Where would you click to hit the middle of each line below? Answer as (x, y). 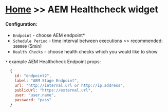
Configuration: (21, 24)
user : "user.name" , (35, 95)
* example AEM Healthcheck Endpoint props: (53, 62)
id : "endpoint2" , (33, 76)
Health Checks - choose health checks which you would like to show (85, 52)
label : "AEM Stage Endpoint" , (47, 81)
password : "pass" (33, 100)
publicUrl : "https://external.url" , (54, 90)
